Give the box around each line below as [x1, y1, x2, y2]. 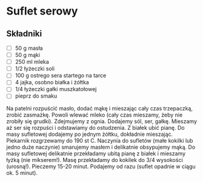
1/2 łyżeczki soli [15, 65, 55, 72]
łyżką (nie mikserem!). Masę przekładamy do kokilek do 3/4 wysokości [6, 156, 183, 163]
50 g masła [15, 44, 44, 52]
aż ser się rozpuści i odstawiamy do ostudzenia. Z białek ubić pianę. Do [6, 124, 185, 131]
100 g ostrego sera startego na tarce [15, 72, 107, 79]
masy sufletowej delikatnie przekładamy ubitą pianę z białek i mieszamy [6, 150, 186, 157]
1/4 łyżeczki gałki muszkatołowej [15, 86, 97, 93]
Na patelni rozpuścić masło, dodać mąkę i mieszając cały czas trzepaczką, [6, 104, 193, 112]
